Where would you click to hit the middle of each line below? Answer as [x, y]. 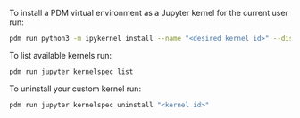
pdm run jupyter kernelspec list [71, 71]
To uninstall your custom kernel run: [75, 89]
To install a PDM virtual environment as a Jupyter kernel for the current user [149, 13]
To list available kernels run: [61, 55]
